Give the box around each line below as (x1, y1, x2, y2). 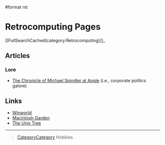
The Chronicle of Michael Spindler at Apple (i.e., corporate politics (12, 77, 146, 83)
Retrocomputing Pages (5, 22, 101, 32)
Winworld (12, 110, 32, 116)
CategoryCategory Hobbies (17, 134, 73, 140)
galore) (12, 83, 27, 89)
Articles (5, 51, 30, 60)
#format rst (5, 4, 28, 10)
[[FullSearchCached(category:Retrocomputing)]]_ (5, 37, 106, 43)
